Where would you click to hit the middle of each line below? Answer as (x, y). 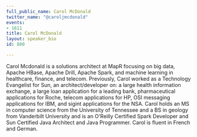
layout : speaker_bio (32, 39)
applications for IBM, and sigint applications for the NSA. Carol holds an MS (98, 103)
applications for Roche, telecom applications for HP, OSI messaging (88, 97)
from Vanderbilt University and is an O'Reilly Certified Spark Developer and (97, 116)
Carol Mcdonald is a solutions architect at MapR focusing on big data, (91, 66)
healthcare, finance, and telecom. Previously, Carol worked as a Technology (98, 78)
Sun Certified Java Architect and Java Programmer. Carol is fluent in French (98, 122)
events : (16, 22)
